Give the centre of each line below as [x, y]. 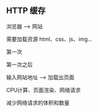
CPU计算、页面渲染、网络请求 [44, 90]
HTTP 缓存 [26, 11]
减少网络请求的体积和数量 [38, 102]
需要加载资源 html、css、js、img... [49, 39]
